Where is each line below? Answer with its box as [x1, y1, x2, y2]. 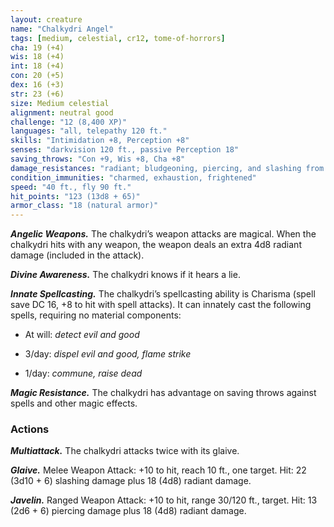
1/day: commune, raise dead [24, 367, 143, 380]
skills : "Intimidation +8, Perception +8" [10, 136, 190, 146]
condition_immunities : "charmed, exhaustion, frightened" [10, 172, 257, 183]
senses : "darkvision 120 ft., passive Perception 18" [10, 145, 240, 155]
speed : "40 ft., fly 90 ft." [10, 182, 132, 192]
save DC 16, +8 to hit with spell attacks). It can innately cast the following [10, 299, 312, 311]
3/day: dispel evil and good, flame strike [24, 348, 192, 360]
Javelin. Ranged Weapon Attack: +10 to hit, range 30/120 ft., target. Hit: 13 [10, 494, 318, 506]
